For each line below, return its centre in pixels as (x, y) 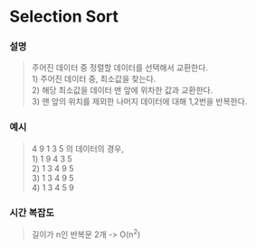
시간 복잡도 (32, 212)
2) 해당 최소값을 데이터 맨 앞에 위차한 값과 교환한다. (122, 90)
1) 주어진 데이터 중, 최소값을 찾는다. (94, 79)
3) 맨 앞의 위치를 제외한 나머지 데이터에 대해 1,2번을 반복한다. (139, 102)
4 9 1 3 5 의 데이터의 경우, (77, 148)
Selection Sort (64, 17)
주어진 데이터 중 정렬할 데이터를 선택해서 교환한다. (119, 68)
